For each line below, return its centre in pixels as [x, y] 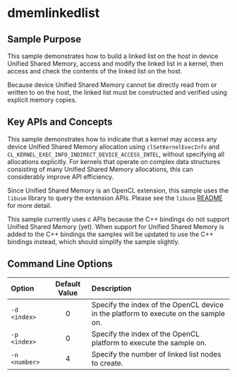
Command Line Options [60, 264]
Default [68, 284]
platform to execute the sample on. [149, 342]
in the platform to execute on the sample [158, 313]
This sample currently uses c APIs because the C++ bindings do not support [119, 219]
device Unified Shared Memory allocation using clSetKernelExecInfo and [114, 146]
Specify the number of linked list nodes [156, 354]
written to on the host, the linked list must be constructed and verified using [117, 92]
